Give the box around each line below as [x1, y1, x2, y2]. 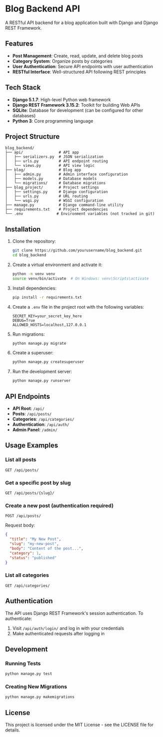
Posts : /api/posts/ [12, 411, 52, 416]
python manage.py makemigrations [5, 694, 75, 699]
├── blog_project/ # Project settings [5, 185, 99, 190]
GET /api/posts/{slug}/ [5, 490, 55, 496]
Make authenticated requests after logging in [12, 630, 105, 636]
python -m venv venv [12, 271, 55, 276]
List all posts [5, 456, 36, 463]
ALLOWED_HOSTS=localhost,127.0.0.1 [12, 322, 87, 327]
